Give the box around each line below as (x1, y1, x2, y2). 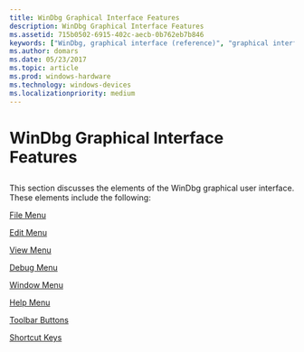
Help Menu (9, 297, 51, 308)
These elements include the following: (9, 192, 151, 203)
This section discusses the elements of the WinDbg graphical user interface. (9, 182, 295, 194)
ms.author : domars (9, 47, 79, 56)
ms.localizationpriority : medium (9, 88, 136, 97)
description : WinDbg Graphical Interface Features (9, 22, 204, 31)
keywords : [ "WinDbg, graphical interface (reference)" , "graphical (9, 38, 270, 48)
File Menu (9, 209, 47, 221)
